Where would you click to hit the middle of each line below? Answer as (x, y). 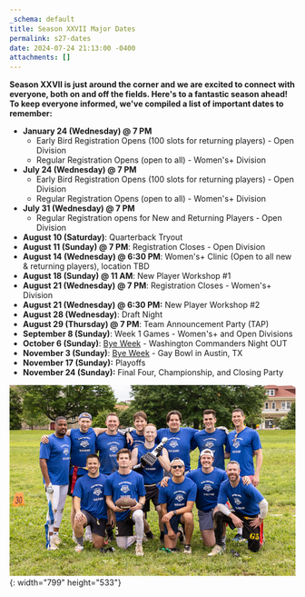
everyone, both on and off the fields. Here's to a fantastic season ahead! (148, 95)
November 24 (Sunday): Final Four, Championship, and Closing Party (153, 373)
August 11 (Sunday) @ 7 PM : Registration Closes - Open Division (144, 247)
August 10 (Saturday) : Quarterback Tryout (103, 237)
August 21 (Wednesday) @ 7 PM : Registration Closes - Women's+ (147, 285)
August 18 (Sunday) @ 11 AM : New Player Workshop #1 (127, 276)
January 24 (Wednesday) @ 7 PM (87, 131)
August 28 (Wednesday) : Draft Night (93, 314)
